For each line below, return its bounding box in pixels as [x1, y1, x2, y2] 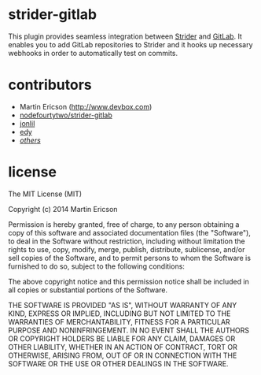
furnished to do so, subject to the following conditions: [8, 262, 185, 271]
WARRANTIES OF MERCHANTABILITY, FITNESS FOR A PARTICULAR [8, 317, 230, 326]
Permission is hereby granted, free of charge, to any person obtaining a [8, 219, 240, 229]
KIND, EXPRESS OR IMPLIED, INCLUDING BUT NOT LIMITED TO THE [8, 309, 231, 318]
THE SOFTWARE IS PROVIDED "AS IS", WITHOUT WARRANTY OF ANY [8, 300, 237, 310]
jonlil [19, 118, 35, 128]
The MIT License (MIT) [8, 189, 83, 199]
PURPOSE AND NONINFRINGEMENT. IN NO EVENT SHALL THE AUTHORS [8, 325, 250, 335]
